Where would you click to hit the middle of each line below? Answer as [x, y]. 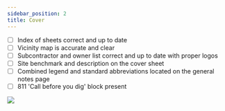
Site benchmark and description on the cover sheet [91, 63]
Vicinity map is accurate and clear [66, 48]
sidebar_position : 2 [37, 14]
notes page [33, 79]
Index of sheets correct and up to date [72, 40]
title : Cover [26, 20]
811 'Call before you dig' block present [72, 86]
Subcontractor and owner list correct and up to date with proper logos [118, 55]
